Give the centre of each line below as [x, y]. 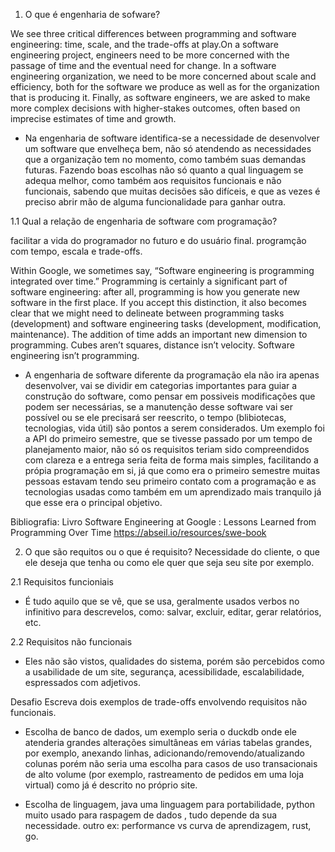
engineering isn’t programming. [75, 355]
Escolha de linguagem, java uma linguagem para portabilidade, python [169, 804]
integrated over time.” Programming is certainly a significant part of [149, 281]
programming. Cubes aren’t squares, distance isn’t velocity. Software [152, 345]
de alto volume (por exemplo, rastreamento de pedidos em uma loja [164, 774]
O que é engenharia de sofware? [92, 14]
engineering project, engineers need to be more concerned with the [150, 55]
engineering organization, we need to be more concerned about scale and [163, 76]
